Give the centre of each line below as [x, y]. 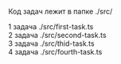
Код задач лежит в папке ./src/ [60, 11]
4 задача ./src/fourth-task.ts [55, 52]
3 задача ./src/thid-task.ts [51, 43]
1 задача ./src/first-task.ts [51, 26]
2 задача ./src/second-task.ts [57, 35]
